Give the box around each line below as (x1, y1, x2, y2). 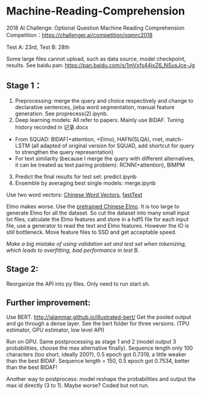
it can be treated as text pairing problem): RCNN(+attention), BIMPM (14, 161, 185, 169)
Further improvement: (6, 297, 91, 307)
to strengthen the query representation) (14, 148, 114, 155)
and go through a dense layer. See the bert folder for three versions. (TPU (6, 320, 190, 327)
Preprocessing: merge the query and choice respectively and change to (14, 97, 194, 104)
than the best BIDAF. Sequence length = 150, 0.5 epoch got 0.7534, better (6, 358, 190, 365)
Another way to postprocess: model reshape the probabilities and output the (6, 376, 196, 383)
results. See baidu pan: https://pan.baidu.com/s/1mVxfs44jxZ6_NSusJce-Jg (6, 62, 195, 69)
